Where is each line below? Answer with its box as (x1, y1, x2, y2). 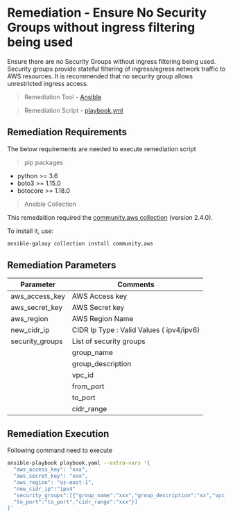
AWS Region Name (71, 314, 134, 324)
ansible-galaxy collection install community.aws (7, 240, 154, 247)
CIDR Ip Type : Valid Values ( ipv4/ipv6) (71, 325, 200, 335)
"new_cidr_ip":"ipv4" (13, 485, 76, 492)
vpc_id (71, 370, 94, 380)
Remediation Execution (7, 428, 110, 440)
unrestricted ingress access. (7, 79, 89, 87)
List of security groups (71, 336, 146, 346)
